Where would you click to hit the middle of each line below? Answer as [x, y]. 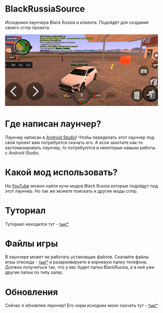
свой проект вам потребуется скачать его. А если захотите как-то [74, 142]
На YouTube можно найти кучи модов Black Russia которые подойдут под [81, 186]
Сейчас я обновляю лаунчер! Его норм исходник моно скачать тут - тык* [81, 305]
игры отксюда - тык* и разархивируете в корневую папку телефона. [76, 262]
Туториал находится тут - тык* [37, 224]
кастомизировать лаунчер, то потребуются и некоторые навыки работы [80, 148]
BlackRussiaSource [45, 9]
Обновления [32, 292]
